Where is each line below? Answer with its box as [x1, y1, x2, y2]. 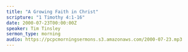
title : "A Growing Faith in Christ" [6, 8, 99, 15]
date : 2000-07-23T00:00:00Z [6, 20, 77, 26]
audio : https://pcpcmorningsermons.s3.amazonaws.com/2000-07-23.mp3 [6, 36, 183, 42]
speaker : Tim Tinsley [6, 25, 61, 32]
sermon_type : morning [6, 31, 61, 37]
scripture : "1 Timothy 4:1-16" [6, 14, 85, 20]
